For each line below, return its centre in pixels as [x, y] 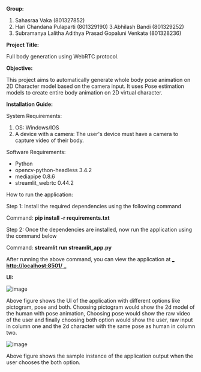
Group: [15, 9]
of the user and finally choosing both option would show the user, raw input [100, 320]
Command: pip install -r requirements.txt [58, 218]
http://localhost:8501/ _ [36, 265]
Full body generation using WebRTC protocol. [62, 56]
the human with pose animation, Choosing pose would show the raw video [98, 313]
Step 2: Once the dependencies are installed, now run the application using [99, 229]
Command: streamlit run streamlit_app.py [59, 247]
